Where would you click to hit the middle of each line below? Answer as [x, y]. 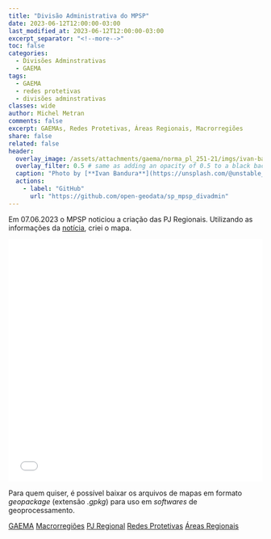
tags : [17, 76]
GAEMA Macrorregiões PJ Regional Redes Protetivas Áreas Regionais [124, 525]
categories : [28, 53]
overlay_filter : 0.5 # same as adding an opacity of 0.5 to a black [133, 166]
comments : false [35, 121]
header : [21, 151]
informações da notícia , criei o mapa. [70, 228]
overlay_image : [41, 158]
